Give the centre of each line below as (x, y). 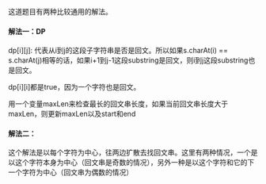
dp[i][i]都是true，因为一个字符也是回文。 (74, 87)
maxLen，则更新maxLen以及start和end (72, 114)
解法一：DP (27, 31)
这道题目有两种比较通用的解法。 (60, 11)
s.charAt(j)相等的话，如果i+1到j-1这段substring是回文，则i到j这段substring (128, 60)
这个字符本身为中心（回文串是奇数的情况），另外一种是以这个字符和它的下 (135, 163)
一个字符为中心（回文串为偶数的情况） (70, 172)
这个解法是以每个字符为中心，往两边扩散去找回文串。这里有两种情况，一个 (129, 152)
